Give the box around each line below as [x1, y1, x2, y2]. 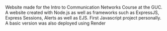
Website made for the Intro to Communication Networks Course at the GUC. [5, 4, 162, 10]
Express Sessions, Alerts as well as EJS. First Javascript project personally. [5, 15, 161, 20]
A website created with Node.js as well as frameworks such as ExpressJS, [5, 9, 159, 15]
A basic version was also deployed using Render [5, 20, 106, 26]
